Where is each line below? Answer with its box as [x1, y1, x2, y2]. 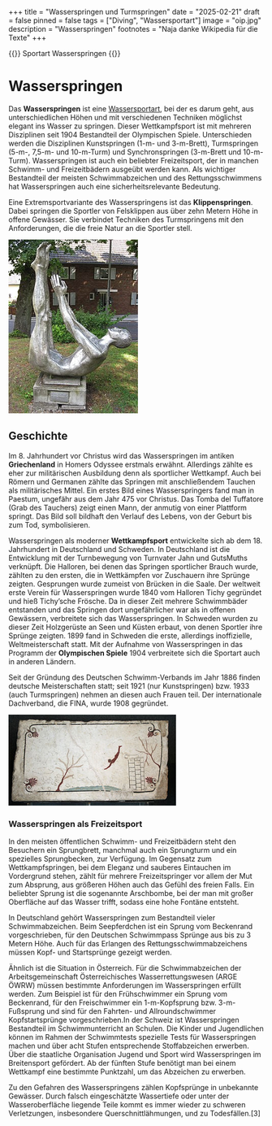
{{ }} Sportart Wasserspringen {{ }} [8, 49, 121, 58]
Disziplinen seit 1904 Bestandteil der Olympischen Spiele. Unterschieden [8, 129, 252, 139]
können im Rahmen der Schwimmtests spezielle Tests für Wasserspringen [8, 1033, 257, 1042]
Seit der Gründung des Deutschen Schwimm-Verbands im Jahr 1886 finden [8, 672, 261, 682]
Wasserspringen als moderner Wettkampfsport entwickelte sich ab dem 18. [8, 536, 263, 546]
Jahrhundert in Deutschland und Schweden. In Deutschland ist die [8, 544, 231, 554]
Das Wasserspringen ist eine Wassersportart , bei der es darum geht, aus [8, 103, 254, 113]
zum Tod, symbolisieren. [8, 520, 91, 529]
